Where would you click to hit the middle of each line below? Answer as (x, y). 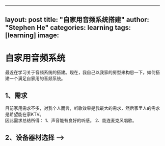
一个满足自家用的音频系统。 (37, 78)
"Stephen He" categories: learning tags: (68, 28)
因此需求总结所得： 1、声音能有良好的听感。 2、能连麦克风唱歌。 (71, 121)
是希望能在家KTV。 (25, 114)
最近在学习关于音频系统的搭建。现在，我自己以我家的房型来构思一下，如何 (80, 73)
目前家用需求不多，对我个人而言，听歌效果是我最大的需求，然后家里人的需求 (82, 108)
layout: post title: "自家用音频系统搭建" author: (77, 20)
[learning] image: (32, 36)
